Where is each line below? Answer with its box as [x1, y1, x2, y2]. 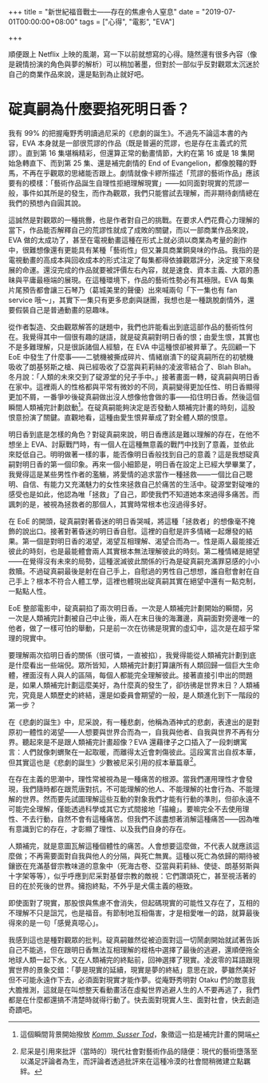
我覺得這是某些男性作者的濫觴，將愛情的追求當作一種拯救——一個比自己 [8, 469, 246, 479]
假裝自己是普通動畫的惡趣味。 [14, 305, 113, 314]
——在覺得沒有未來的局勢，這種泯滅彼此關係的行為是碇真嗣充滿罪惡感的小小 [8, 556, 260, 566]
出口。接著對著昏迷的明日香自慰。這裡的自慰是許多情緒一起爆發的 [29, 526, 246, 536]
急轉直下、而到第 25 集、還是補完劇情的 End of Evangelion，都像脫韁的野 [14, 158, 257, 168]
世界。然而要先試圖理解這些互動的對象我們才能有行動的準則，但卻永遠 [22, 794, 253, 804]
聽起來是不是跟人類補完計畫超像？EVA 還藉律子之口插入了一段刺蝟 [22, 737, 241, 747]
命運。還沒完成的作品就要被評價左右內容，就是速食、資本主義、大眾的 [22, 265, 253, 274]
